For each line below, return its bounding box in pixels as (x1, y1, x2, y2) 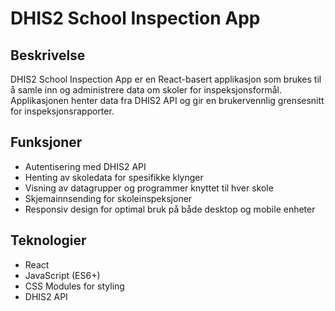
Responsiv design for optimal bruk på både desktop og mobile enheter (24, 203, 316, 215)
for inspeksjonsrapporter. (10, 105, 115, 117)
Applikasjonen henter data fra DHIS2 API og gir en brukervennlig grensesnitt (10, 95, 325, 106)
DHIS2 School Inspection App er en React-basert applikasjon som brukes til (10, 73, 322, 85)
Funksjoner (10, 134, 83, 151)
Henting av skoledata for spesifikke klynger (24, 171, 204, 183)
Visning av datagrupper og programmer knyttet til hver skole (24, 182, 274, 194)
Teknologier (10, 232, 87, 249)
